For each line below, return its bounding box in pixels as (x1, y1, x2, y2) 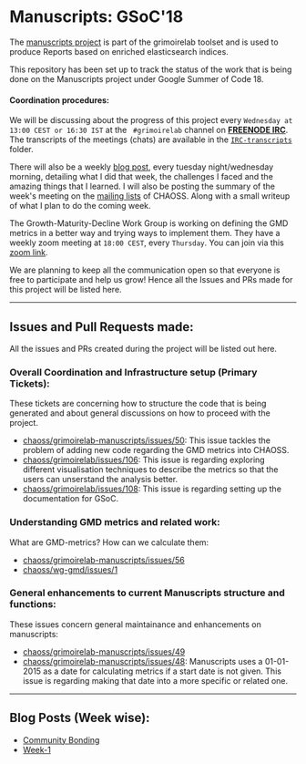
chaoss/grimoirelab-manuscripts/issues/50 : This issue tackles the (22, 435, 271, 446)
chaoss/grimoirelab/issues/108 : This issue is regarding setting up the (22, 483, 282, 494)
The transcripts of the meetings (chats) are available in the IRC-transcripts (9, 134, 293, 145)
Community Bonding (22, 734, 100, 745)
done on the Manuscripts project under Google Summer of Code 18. (9, 73, 264, 84)
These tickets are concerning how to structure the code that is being (9, 398, 267, 409)
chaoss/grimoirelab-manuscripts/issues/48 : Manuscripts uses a (22, 656, 263, 666)
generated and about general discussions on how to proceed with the (9, 408, 270, 418)
